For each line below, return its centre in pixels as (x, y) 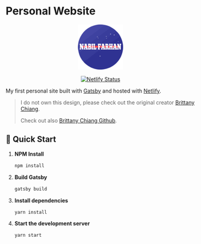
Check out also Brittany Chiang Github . (69, 120)
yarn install (31, 212)
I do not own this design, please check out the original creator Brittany (107, 102)
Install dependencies (41, 200)
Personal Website (51, 11)
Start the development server (52, 224)
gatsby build (31, 189)
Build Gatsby (31, 177)
